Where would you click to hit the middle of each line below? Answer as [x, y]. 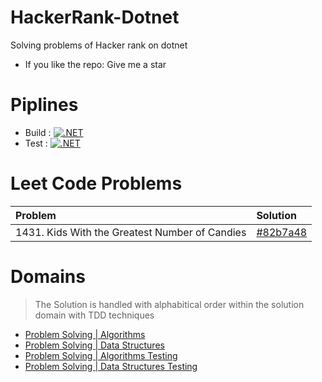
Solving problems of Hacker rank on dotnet [99, 45]
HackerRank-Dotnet [95, 17]
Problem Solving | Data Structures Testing [111, 366]
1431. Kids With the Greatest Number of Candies [131, 232]
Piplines [44, 105]
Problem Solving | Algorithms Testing [101, 355]
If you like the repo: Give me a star [95, 64]
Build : [38, 132]
